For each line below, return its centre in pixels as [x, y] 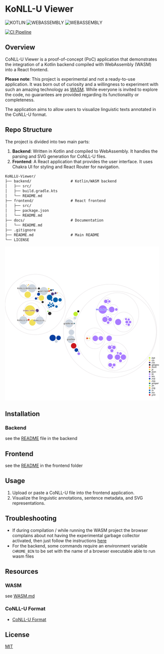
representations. [29, 503]
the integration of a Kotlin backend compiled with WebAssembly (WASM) [78, 64]
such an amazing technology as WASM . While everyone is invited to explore [81, 89]
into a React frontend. [27, 69]
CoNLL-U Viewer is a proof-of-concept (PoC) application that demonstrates [81, 59]
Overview [20, 47]
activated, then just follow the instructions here [59, 541]
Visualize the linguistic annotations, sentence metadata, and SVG [77, 498]
